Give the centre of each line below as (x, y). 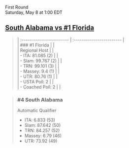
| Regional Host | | (35, 50)
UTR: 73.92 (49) (41, 141)
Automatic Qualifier (37, 111)
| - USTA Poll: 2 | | (35, 81)
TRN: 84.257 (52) (42, 131)
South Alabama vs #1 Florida (50, 28)
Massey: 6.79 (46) (43, 136)
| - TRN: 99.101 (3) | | (38, 66)
